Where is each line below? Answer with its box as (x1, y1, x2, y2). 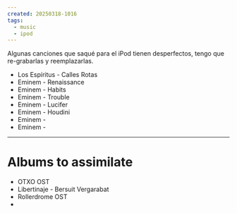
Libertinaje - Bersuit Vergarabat (17, 185, 109, 194)
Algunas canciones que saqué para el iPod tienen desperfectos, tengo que (7, 49, 224, 58)
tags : (7, 17, 23, 24)
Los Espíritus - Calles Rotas (17, 71, 98, 79)
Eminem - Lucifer (17, 100, 68, 109)
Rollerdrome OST (17, 193, 68, 201)
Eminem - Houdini (17, 108, 71, 116)
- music (13, 23, 37, 30)
